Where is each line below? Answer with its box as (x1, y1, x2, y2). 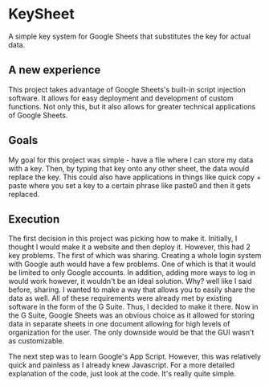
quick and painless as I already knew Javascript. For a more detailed (8, 360, 235, 370)
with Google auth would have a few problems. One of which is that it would (8, 259, 256, 269)
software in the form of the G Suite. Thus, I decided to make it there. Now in (8, 302, 259, 312)
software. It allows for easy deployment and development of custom (8, 93, 234, 103)
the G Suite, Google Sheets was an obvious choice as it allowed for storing (8, 310, 255, 320)
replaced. (8, 189, 40, 199)
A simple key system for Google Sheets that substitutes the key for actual (8, 31, 251, 41)
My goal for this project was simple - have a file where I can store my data (8, 154, 254, 165)
